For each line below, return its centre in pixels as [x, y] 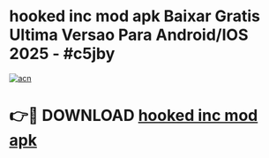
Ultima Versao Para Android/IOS [129, 35]
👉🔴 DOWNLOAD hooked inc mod [134, 116]
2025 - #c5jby [62, 54]
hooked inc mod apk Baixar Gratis [134, 16]
